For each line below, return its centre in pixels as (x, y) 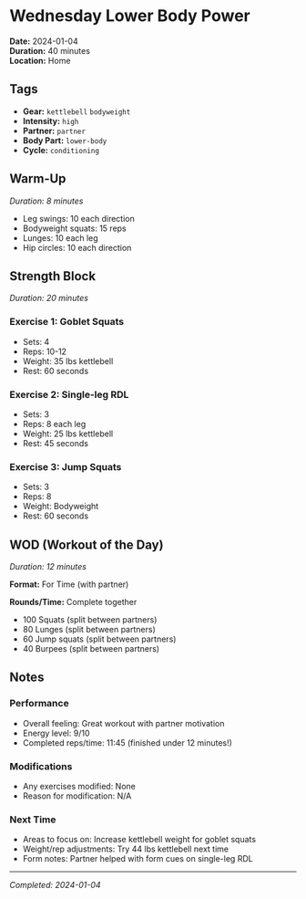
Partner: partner (54, 131)
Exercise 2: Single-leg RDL (69, 394)
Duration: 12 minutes (48, 567)
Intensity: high (51, 120)
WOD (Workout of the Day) (87, 544)
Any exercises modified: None (79, 787)
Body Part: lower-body (65, 140)
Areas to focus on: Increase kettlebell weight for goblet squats (139, 840)
